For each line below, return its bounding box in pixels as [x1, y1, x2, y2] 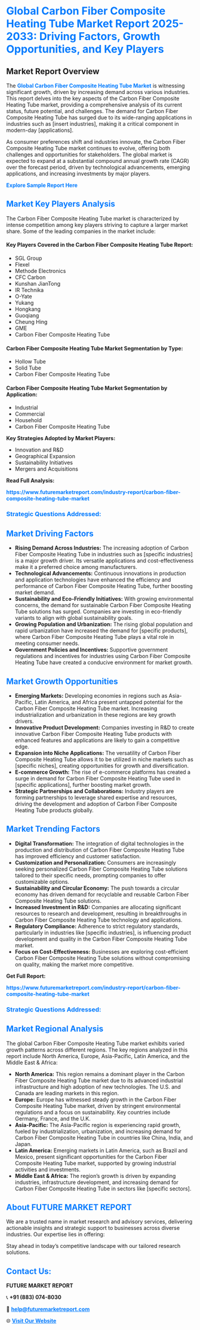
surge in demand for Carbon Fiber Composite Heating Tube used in [14, 774, 181, 782]
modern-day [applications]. [6, 127, 73, 134]
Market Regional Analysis [6, 1024, 104, 1034]
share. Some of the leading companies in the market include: [6, 228, 156, 235]
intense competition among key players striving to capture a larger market [6, 221, 188, 228]
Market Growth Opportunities [6, 676, 118, 686]
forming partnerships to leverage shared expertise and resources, [14, 793, 177, 801]
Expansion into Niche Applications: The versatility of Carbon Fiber [14, 749, 181, 756]
